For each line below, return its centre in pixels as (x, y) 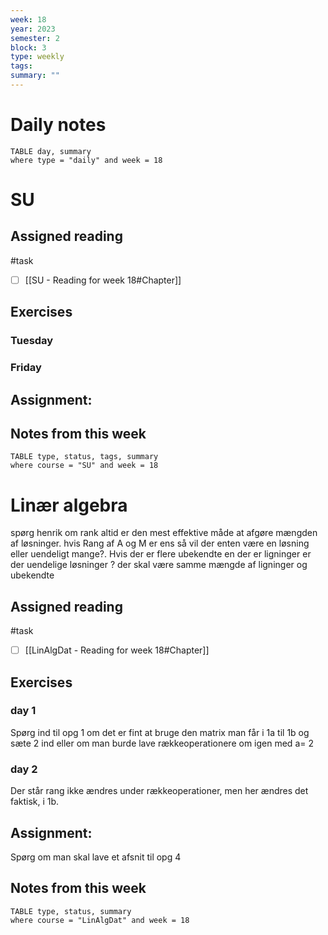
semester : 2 (35, 38)
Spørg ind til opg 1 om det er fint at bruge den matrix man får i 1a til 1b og (160, 732)
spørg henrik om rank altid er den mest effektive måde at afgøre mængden (164, 533)
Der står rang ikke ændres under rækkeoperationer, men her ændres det (159, 791)
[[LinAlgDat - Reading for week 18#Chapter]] (117, 650)
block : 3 (28, 47)
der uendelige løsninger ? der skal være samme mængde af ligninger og (159, 565)
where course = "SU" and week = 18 (84, 466)
